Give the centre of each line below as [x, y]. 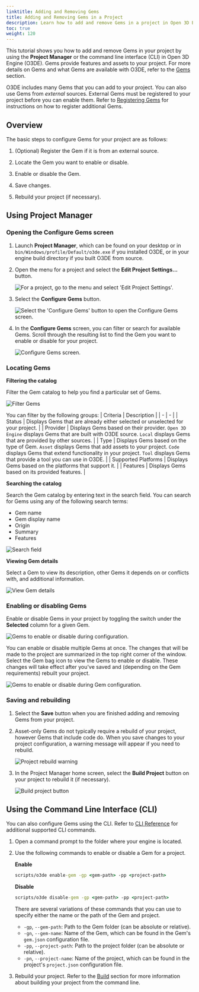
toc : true [18, 28]
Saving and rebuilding [38, 700]
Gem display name [37, 519]
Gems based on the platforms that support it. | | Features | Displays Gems [96, 465]
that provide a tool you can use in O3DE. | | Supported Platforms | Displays [97, 459]
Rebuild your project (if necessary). [58, 197]
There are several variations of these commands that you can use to [98, 909]
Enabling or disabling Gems [46, 605]
